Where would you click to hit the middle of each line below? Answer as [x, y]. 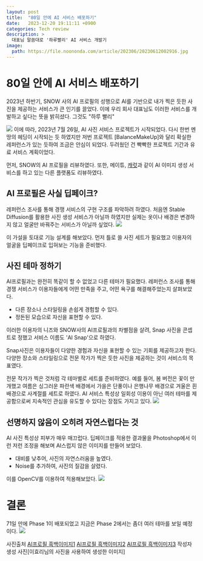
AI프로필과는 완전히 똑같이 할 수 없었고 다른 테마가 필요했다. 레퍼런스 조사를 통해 [101, 281]
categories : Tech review [38, 29]
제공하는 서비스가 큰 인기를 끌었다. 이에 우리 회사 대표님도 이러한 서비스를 [104, 109]
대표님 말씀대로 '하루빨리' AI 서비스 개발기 [59, 40]
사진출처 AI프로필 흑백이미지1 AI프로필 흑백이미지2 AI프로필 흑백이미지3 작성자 [99, 544]
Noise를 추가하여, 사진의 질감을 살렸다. [61, 466]
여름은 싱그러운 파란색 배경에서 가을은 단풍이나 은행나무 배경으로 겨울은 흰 [110, 386]
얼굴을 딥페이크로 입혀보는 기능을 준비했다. [57, 245]
